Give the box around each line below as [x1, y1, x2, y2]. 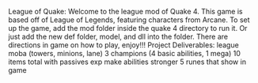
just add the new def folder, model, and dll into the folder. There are [8, 32, 228, 41]
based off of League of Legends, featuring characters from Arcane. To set [8, 15, 251, 25]
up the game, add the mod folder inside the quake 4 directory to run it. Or [8, 24, 248, 32]
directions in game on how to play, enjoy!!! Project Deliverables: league [8, 40, 239, 50]
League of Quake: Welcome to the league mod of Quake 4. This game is [8, 7, 243, 16]
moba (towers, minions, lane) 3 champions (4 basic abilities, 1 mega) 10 [8, 49, 241, 58]
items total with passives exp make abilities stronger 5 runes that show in [8, 57, 247, 66]
